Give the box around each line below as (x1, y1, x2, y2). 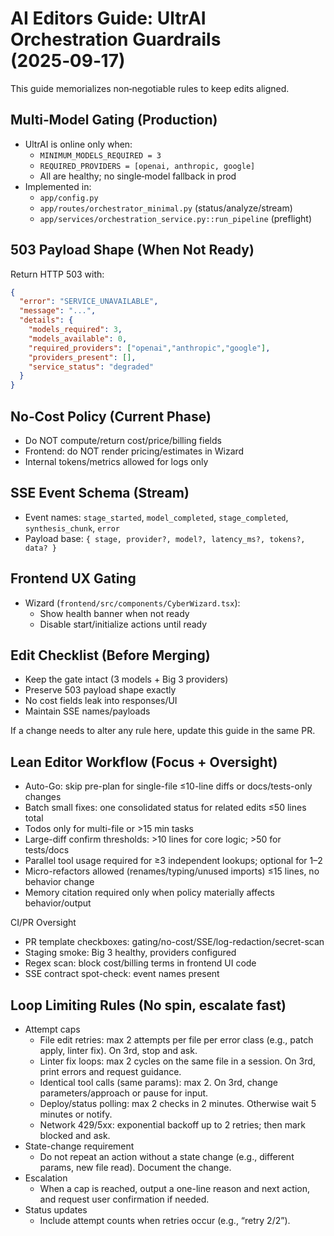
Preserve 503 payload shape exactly (24, 684, 177, 696)
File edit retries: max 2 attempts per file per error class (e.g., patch (39, 1034, 314, 1046)
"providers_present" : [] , (28, 352, 137, 362)
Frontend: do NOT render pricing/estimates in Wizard (24, 445, 245, 457)
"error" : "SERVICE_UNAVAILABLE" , (19, 297, 159, 307)
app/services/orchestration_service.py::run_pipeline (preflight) (39, 212, 313, 224)
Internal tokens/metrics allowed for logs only (24, 456, 209, 467)
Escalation (24, 1172, 68, 1184)
